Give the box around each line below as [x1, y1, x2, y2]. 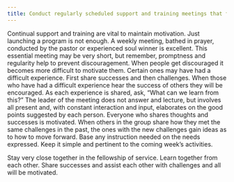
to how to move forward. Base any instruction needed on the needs [7, 133, 201, 141]
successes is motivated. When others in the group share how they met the [7, 117, 221, 126]
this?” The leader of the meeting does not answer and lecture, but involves [7, 95, 221, 104]
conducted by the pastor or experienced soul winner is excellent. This [7, 44, 208, 52]
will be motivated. [7, 168, 58, 176]
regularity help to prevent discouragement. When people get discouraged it [7, 58, 224, 67]
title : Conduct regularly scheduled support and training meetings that [7, 10, 223, 17]
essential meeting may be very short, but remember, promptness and [7, 51, 206, 60]
